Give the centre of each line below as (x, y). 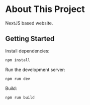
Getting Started (30, 39)
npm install (18, 60)
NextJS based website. (29, 23)
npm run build (20, 97)
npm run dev (18, 78)
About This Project (45, 9)
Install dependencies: (27, 50)
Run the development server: (35, 69)
